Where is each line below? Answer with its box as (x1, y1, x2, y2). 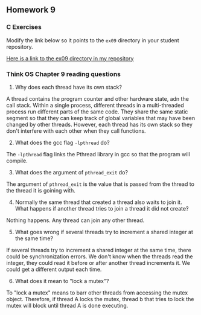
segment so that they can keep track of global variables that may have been (6, 114, 195, 121)
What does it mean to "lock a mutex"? (14, 277, 109, 284)
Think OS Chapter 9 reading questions (6, 69, 121, 78)
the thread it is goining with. (6, 186, 75, 194)
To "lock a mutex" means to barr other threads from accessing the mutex (6, 289, 188, 296)
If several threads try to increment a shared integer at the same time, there (6, 246, 191, 253)
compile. (6, 157, 28, 164)
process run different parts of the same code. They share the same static (6, 108, 188, 115)
